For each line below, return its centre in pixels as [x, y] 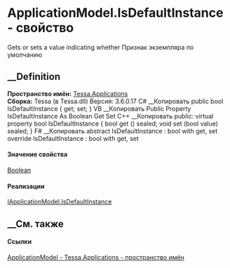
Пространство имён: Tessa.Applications [68, 93]
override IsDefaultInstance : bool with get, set [73, 138]
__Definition [34, 77]
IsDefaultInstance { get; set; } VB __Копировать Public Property [99, 108]
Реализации [26, 186]
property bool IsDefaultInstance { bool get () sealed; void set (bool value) [113, 123]
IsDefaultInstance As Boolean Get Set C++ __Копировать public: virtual [110, 116]
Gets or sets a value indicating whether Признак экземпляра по [101, 47]
